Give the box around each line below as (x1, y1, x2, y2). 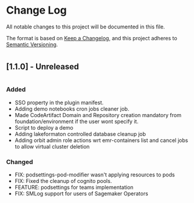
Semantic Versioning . (6, 41, 58, 48)
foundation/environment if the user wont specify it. (14, 118, 139, 125)
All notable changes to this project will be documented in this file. (6, 23, 166, 30)
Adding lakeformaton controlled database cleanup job (14, 130, 146, 137)
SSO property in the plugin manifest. (14, 99, 104, 106)
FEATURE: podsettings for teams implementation (14, 183, 134, 191)
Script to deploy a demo (14, 124, 74, 131)
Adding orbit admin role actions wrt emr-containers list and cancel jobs (14, 137, 188, 144)
